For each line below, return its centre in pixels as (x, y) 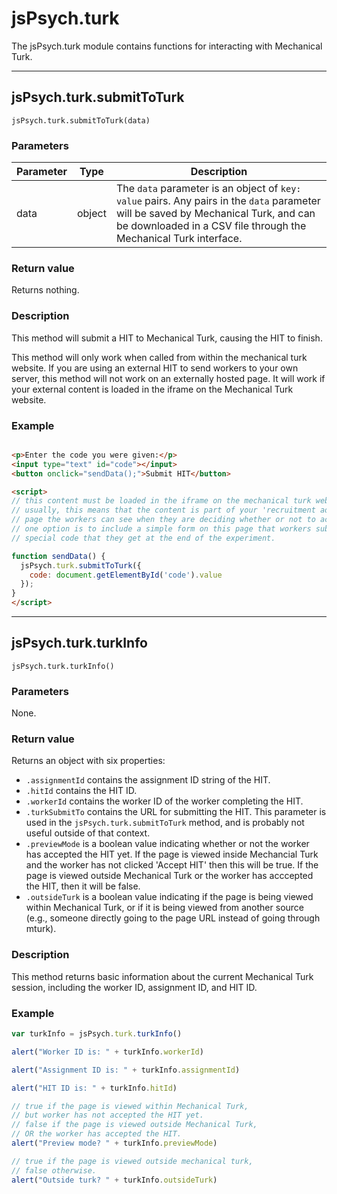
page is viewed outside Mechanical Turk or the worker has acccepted (169, 876)
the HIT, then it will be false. (83, 886)
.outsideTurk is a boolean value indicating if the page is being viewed (169, 897)
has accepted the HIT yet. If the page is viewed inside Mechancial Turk (172, 854)
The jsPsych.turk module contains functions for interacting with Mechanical (167, 46)
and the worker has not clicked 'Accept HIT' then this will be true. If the (172, 865)
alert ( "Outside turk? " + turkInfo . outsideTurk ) (114, 1180)
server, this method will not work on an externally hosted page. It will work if (168, 378)
